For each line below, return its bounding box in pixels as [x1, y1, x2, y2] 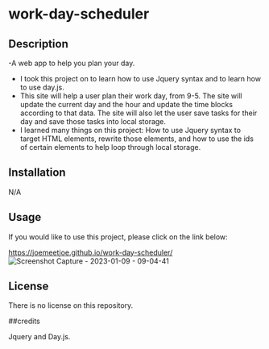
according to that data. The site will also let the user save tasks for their [19, 108, 258, 118]
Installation [8, 166, 66, 180]
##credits [8, 316, 40, 326]
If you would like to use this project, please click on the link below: [8, 231, 228, 242]
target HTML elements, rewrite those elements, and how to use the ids [19, 134, 254, 143]
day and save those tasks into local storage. [19, 117, 167, 126]
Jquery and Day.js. [8, 332, 71, 342]
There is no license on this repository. [8, 301, 134, 310]
